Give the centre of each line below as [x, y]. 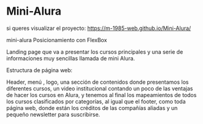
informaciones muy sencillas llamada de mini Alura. [71, 58]
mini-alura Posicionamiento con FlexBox [57, 40]
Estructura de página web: [40, 70]
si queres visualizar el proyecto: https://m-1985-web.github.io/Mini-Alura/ [99, 28]
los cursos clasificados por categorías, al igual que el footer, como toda [96, 101]
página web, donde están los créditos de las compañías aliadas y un [92, 108]
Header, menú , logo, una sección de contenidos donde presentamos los [98, 82]
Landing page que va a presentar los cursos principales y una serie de [95, 52]
